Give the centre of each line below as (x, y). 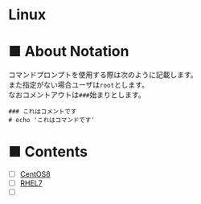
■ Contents (48, 152)
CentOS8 (35, 174)
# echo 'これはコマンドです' (51, 120)
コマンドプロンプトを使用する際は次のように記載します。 (103, 75)
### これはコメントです (43, 112)
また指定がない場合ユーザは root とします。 (78, 85)
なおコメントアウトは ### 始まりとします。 (77, 95)
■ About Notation (69, 52)
